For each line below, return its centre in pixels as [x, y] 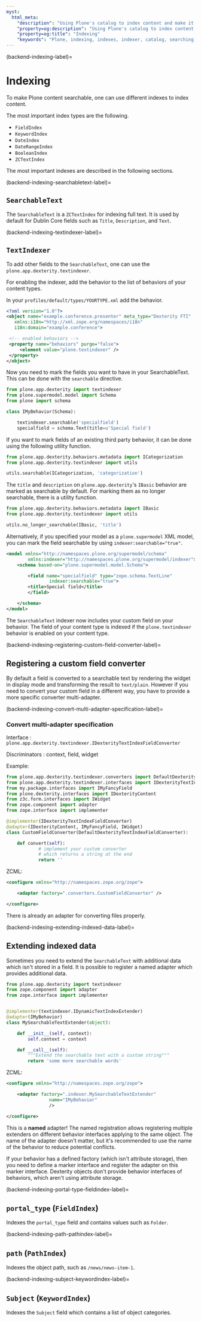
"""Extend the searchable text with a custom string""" [99, 1056]
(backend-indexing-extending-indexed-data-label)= [70, 927]
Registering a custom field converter [76, 664]
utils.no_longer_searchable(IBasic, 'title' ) [64, 525]
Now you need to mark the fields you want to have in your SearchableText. [98, 372]
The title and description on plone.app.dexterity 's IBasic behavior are [97, 485]
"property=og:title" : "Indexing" [59, 34]
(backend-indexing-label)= [39, 57]
